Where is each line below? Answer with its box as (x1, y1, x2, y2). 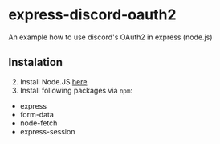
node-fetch (19, 118, 58, 128)
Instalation (8, 56, 63, 69)
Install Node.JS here (19, 76, 88, 86)
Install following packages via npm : (19, 85, 132, 95)
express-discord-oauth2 (8, 6, 177, 24)
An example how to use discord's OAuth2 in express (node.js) (8, 32, 213, 42)
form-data (19, 109, 55, 119)
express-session (19, 126, 75, 136)
